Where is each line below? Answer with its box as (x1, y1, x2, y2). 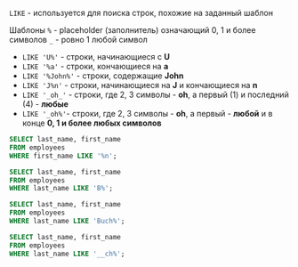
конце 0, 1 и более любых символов (21, 117, 162, 128)
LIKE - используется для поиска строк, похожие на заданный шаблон (9, 8, 274, 18)
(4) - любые (21, 99, 69, 109)
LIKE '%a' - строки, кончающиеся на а (21, 61, 169, 71)
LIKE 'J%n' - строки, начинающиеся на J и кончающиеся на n (21, 80, 258, 90)
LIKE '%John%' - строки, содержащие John (21, 70, 184, 81)
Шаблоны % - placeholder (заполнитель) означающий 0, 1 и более (9, 25, 256, 35)
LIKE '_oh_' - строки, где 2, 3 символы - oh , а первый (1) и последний (21, 89, 289, 100)
